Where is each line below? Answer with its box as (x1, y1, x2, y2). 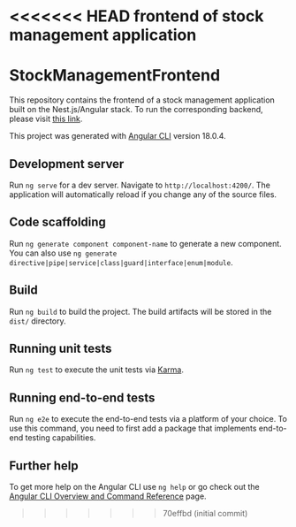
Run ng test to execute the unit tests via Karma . (9, 364, 184, 375)
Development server (9, 157, 125, 172)
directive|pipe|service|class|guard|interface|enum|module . (9, 256, 233, 267)
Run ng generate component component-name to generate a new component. (9, 238, 283, 248)
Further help (9, 458, 80, 473)
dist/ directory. (9, 316, 66, 326)
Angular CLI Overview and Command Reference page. (9, 491, 207, 501)
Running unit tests (9, 340, 112, 355)
